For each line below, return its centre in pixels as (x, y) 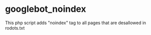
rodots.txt (15, 28)
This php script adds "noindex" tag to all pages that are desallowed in (76, 23)
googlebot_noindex (45, 9)
